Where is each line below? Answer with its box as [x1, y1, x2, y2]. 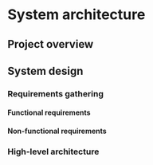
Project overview [7, 37, 94, 51]
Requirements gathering [7, 88, 104, 99]
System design [7, 64, 84, 77]
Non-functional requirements [7, 126, 107, 136]
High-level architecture [7, 146, 100, 157]
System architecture [7, 6, 146, 24]
